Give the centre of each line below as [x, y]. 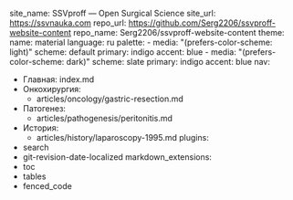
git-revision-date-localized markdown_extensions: [117, 157]
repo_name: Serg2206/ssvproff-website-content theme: [178, 32]
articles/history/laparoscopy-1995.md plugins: [123, 137]
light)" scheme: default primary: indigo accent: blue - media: [123, 52]
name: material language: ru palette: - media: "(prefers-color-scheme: [141, 42]
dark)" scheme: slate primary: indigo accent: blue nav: [168, 62]
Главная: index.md [58, 79]
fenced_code [47, 186]
